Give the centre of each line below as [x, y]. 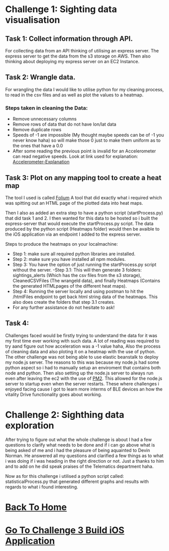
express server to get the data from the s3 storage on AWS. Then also [78, 56]
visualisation [33, 20]
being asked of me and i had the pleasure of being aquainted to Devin [78, 450]
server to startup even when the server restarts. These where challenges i [82, 383]
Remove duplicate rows [37, 130]
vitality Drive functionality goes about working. [54, 394]
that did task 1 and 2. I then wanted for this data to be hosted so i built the [81, 218]
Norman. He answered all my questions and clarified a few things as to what [84, 456]
